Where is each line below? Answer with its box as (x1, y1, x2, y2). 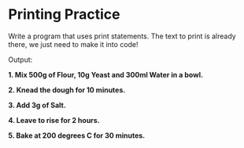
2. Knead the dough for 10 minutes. (8, 85, 126, 95)
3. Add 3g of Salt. (8, 100, 67, 110)
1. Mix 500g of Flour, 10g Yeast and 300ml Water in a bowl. (8, 70, 203, 79)
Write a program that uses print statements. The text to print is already (8, 31, 236, 41)
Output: (8, 55, 33, 64)
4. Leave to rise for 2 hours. (8, 115, 100, 125)
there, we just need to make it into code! (8, 39, 139, 49)
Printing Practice (8, 5, 120, 23)
